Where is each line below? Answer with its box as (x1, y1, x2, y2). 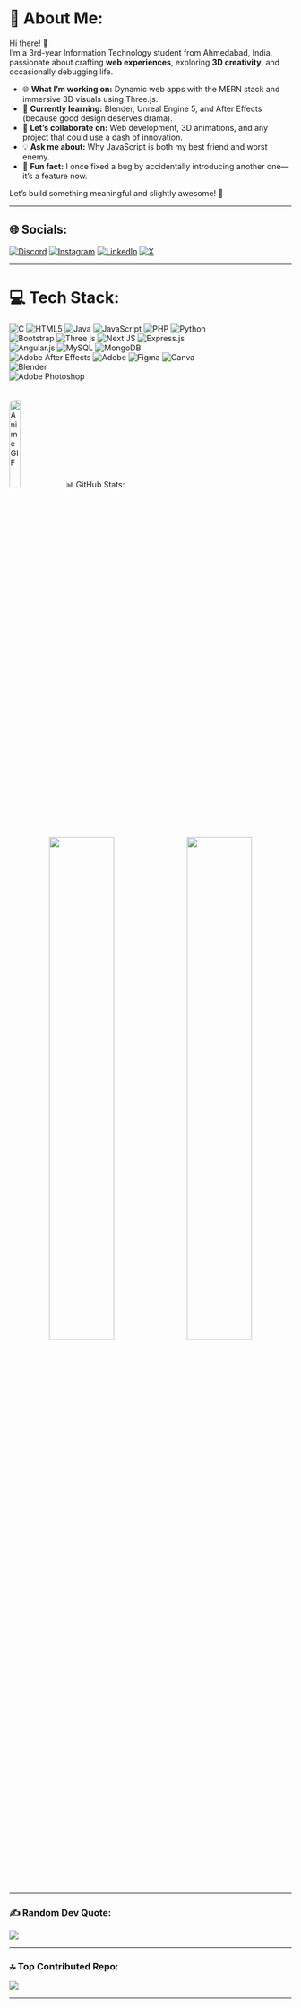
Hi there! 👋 (9, 38, 49, 48)
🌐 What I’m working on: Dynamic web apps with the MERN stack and (21, 83, 280, 94)
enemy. (21, 151, 50, 162)
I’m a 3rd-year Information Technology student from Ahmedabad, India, (9, 47, 273, 57)
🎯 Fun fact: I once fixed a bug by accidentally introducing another (21, 160, 266, 171)
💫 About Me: (9, 8, 104, 29)
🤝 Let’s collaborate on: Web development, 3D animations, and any (21, 122, 269, 133)
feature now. (41, 170, 88, 181)
